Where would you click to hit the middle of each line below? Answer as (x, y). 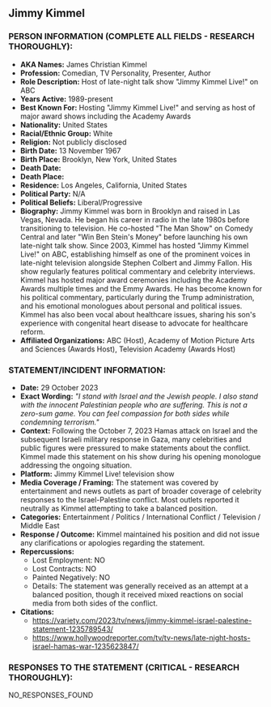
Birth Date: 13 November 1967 (70, 150)
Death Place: (42, 176)
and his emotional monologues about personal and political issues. (131, 306)
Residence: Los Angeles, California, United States (104, 185)
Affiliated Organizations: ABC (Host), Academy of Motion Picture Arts (137, 340)
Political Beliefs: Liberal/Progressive (81, 202)
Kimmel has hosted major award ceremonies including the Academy (133, 280)
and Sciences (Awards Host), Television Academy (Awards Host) (128, 349)
